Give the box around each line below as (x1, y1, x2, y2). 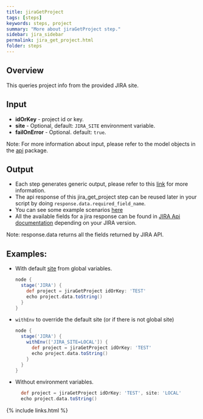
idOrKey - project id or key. (15, 115, 84, 122)
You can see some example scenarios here (15, 206, 123, 214)
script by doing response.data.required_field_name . (15, 200, 146, 207)
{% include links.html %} (6, 407, 68, 414)
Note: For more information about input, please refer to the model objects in (6, 140, 196, 147)
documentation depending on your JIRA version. (15, 219, 137, 227)
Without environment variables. (15, 378, 94, 386)
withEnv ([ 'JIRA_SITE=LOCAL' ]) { (26, 339, 108, 345)
